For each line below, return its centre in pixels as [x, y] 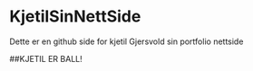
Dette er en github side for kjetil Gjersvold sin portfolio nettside [126, 41]
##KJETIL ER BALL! [46, 58]
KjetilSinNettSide [75, 17]
